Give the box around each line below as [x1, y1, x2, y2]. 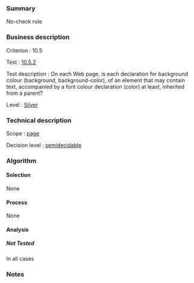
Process [6, 199, 28, 206]
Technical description [6, 116, 72, 124]
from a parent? [6, 89, 43, 97]
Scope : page [6, 130, 40, 137]
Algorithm [6, 156, 37, 165]
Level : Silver [6, 101, 38, 108]
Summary [6, 4, 36, 13]
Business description [6, 33, 70, 42]
